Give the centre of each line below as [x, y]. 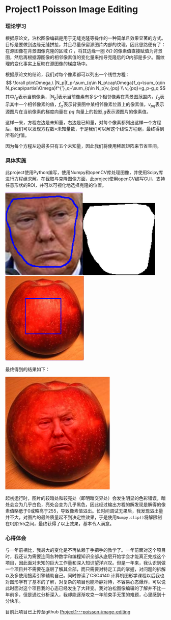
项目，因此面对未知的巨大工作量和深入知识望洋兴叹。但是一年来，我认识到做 [85, 563]
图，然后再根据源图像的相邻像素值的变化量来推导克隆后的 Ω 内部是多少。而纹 [85, 58]
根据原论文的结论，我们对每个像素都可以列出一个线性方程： [68, 74]
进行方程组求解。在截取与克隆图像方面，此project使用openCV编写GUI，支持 [85, 179]
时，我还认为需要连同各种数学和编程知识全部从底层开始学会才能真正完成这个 [85, 556]
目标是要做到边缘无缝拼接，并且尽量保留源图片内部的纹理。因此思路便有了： [85, 45]
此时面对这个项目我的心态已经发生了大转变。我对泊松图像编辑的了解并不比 [83, 588]
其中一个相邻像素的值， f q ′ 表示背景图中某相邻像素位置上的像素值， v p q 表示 [87, 104]
